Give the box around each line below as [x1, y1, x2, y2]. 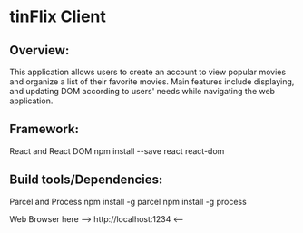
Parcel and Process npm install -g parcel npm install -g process [9, 196, 247, 207]
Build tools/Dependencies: [9, 172, 163, 188]
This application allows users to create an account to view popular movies [9, 66, 287, 77]
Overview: [9, 43, 70, 58]
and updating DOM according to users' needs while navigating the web [9, 86, 275, 96]
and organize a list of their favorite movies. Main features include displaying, [9, 76, 295, 87]
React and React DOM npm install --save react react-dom [9, 145, 225, 156]
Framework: [9, 121, 80, 137]
